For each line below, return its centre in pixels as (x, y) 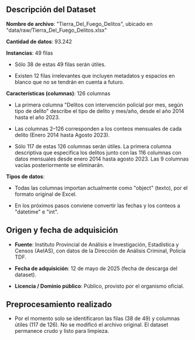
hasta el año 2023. (37, 117)
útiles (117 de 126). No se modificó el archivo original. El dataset (91, 325)
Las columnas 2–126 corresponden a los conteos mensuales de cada (98, 128)
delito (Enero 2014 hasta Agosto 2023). (62, 135)
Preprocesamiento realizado (59, 304)
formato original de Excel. (46, 194)
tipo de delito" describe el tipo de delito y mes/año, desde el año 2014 (99, 111)
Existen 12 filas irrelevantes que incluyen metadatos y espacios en (95, 75)
